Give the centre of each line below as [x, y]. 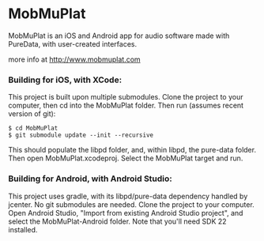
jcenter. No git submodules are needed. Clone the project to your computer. [131, 204]
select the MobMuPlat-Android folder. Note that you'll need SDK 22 [117, 221]
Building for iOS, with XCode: [65, 80]
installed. [23, 229]
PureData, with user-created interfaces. [72, 43]
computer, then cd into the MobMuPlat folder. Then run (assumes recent [126, 105]
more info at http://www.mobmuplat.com [74, 59]
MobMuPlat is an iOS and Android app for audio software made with [119, 36]
